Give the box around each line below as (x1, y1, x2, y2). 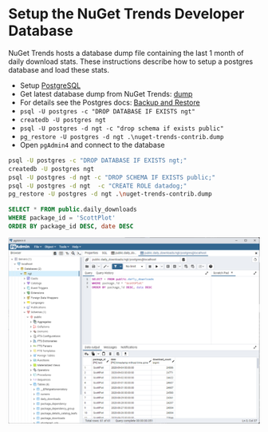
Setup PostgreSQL (19, 81, 81, 90)
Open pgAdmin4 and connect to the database (19, 140, 165, 149)
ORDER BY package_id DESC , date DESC (8, 223, 134, 231)
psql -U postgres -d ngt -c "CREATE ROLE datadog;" (8, 181, 187, 190)
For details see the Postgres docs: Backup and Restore (19, 97, 201, 107)
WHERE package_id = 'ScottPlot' (8, 214, 116, 222)
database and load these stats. (8, 65, 110, 74)
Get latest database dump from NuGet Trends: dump (19, 89, 193, 98)
